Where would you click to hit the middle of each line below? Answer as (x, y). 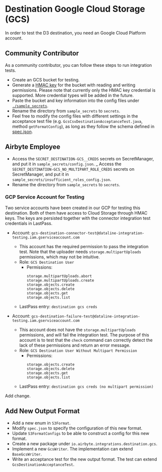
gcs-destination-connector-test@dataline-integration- (88, 233)
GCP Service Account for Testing (45, 197)
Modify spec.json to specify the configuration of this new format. (77, 428)
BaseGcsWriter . (27, 454)
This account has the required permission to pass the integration (84, 246)
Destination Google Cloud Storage (75, 9)
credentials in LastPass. (29, 223)
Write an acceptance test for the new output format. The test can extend (84, 459)
